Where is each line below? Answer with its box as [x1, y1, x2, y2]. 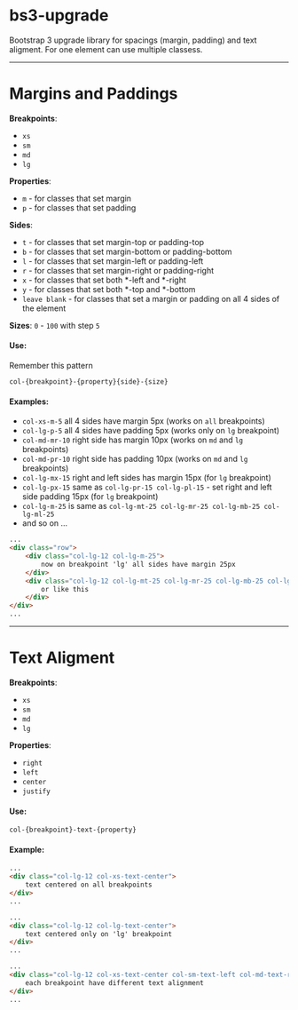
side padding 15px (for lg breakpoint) [21, 491, 159, 502]
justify [21, 787, 51, 796]
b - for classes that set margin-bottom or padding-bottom [21, 246, 232, 257]
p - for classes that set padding [21, 202, 137, 213]
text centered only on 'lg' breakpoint [25, 929, 173, 938]
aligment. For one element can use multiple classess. [9, 44, 203, 54]
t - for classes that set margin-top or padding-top [21, 236, 205, 247]
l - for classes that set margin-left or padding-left [21, 255, 204, 266]
